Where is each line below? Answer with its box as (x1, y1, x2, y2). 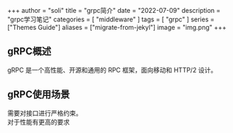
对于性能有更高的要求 (7, 117, 70, 126)
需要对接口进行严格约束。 (7, 109, 82, 117)
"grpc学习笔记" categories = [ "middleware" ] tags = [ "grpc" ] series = (7, 15, 215, 23)
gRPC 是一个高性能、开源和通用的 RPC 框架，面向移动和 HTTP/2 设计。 (7, 65, 217, 74)
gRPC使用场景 (7, 88, 70, 101)
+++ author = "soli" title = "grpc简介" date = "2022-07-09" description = (7, 6, 221, 14)
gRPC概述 (7, 46, 52, 58)
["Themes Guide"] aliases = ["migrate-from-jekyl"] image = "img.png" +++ (7, 23, 227, 31)
